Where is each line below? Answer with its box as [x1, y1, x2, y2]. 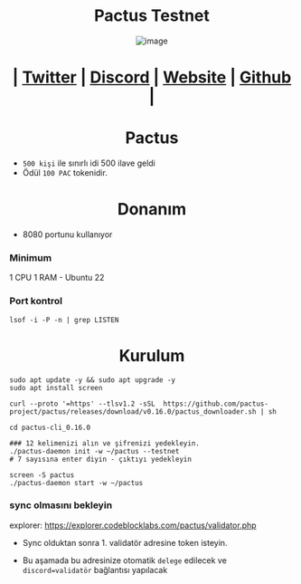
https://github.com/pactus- [163, 399, 269, 408]
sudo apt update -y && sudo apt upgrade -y [9, 375, 176, 385]
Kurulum [118, 345, 185, 366]
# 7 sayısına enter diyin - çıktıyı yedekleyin [9, 455, 193, 464]
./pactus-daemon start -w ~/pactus [9, 478, 144, 487]
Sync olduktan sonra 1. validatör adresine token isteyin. [22, 537, 228, 548]
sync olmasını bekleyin [9, 499, 113, 512]
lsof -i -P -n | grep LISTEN [9, 315, 119, 324]
